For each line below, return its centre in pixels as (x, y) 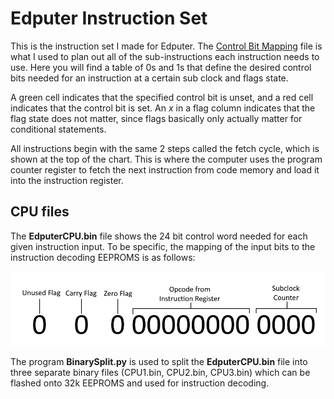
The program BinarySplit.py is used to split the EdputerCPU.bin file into (159, 361)
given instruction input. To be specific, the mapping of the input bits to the (163, 246)
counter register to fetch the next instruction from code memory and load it (165, 169)
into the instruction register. (67, 180)
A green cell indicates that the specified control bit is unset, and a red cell (162, 97)
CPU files (40, 212)
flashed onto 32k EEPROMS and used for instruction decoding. (140, 383)
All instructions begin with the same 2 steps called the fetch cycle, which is (165, 148)
